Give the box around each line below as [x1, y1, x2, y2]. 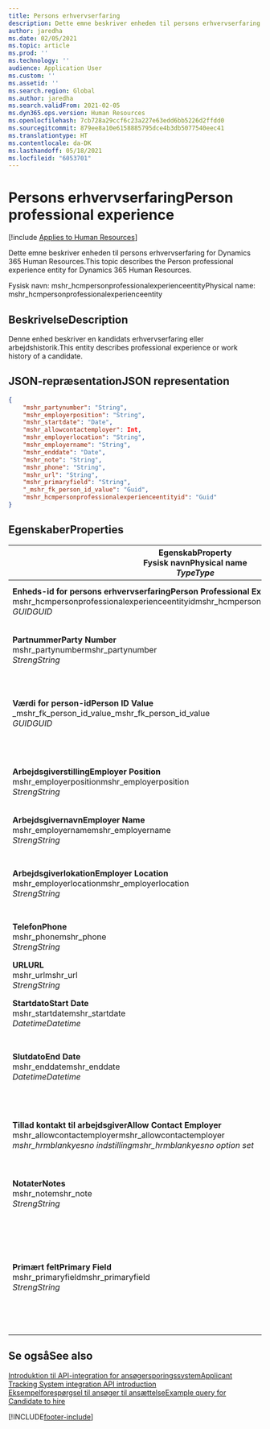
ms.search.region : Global [8, 86, 95, 95]
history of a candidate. [8, 351, 83, 361]
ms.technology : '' [8, 57, 70, 65]
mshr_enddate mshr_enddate [12, 1061, 121, 1072]
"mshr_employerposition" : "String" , [22, 411, 146, 419]
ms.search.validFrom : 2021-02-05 [8, 101, 121, 110]
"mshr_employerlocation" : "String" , [22, 433, 146, 441]
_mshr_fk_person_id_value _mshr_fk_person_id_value [12, 707, 211, 719]
